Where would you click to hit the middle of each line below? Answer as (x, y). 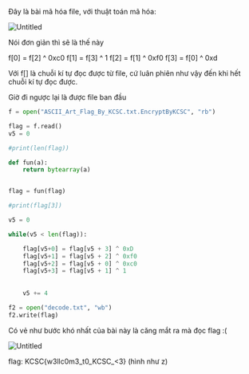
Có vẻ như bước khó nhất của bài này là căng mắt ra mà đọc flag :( (118, 330)
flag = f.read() (35, 126)
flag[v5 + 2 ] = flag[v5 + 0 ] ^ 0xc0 (80, 264)
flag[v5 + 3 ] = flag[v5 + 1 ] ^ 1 (75, 271)
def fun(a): (28, 163)
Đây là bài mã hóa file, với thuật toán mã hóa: (83, 12)
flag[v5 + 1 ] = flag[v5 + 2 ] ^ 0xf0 (80, 256)
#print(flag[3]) (35, 206)
